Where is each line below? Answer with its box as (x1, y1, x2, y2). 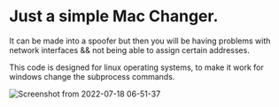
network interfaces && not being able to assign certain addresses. (9, 44, 250, 55)
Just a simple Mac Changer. (9, 6, 219, 27)
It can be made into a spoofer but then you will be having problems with (9, 35, 271, 46)
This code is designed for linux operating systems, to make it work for (9, 62, 264, 73)
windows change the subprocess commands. (9, 71, 175, 81)
